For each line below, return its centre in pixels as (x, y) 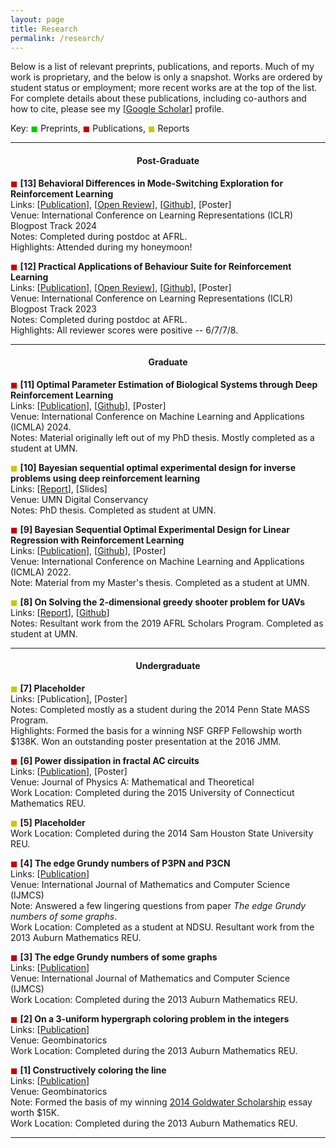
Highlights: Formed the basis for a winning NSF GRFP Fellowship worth (156, 730)
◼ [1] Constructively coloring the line (88, 1070)
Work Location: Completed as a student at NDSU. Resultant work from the (162, 927)
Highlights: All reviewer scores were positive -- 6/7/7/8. (124, 330)
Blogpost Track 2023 (53, 308)
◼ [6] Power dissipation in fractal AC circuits (105, 760)
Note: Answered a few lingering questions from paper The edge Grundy (158, 905)
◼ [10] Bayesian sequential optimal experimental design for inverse (153, 467)
